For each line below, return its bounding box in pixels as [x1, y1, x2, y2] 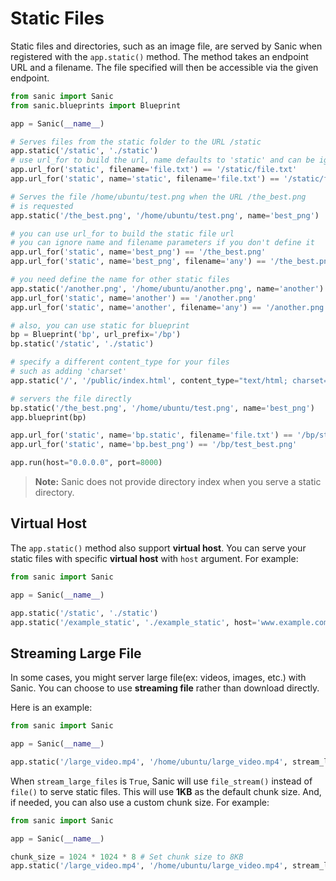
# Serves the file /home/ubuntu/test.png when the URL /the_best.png [10, 192, 307, 202]
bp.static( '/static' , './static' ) [10, 339, 155, 349]
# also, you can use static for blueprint [10, 320, 190, 331]
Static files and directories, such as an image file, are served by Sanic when [10, 40, 323, 52]
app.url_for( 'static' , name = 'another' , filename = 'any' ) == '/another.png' [10, 302, 329, 312]
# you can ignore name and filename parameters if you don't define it [10, 238, 315, 248]
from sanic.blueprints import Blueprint [10, 100, 182, 111]
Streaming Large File [10, 645, 142, 662]
